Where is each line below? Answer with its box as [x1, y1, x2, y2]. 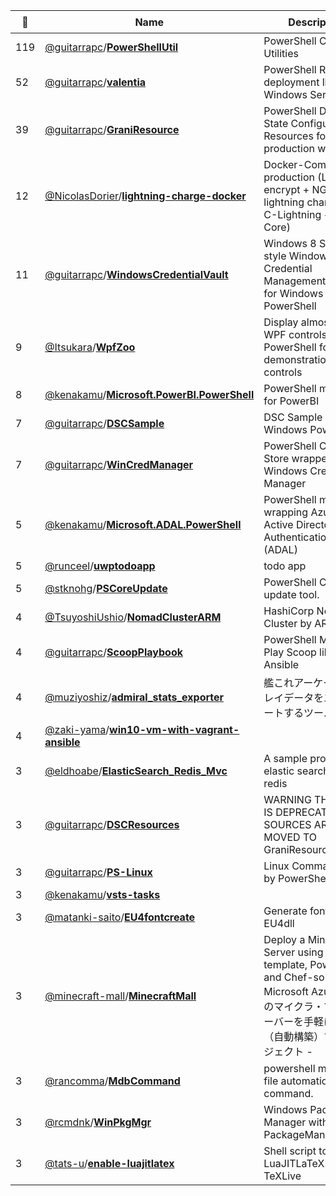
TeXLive [263, 1169, 302, 1183]
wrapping [263, 505, 309, 519]
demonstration [263, 353, 333, 366]
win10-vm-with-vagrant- [109, 723, 240, 736]
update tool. [263, 588, 320, 601]
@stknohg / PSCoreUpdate [44, 582, 168, 595]
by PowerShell [263, 872, 332, 885]
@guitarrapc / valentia [44, 75, 147, 89]
